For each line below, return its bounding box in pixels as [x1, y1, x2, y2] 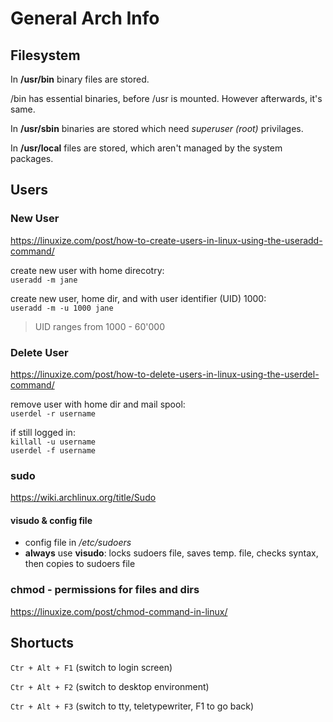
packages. [10, 153, 54, 164]
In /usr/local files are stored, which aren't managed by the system [10, 142, 283, 154]
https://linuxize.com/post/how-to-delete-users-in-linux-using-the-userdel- [10, 368, 320, 380]
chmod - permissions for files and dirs [10, 583, 200, 597]
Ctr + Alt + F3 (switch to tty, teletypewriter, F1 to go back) [10, 700, 255, 712]
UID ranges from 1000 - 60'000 [34, 320, 166, 332]
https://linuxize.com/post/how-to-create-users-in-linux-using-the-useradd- [10, 234, 323, 246]
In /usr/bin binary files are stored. [10, 73, 150, 85]
